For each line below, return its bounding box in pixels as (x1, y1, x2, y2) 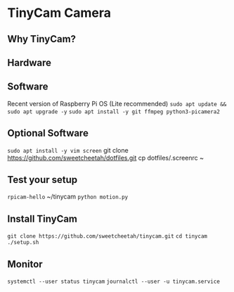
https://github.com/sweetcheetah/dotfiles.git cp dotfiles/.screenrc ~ (7, 153, 204, 162)
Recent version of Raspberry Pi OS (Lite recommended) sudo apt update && (7, 99, 227, 108)
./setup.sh (7, 239, 39, 246)
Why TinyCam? (7, 33, 76, 45)
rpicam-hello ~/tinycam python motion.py (7, 192, 129, 201)
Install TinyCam (7, 212, 78, 224)
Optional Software (7, 127, 89, 139)
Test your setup (7, 174, 78, 186)
